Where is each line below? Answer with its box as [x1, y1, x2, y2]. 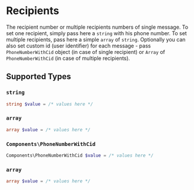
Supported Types [6, 72, 72, 82]
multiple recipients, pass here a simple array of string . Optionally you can [6, 36, 186, 43]
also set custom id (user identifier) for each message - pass [6, 42, 151, 49]
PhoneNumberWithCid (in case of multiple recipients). [6, 55, 131, 62]
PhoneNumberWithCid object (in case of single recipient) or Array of [6, 48, 166, 55]
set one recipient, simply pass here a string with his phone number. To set [6, 29, 187, 36]
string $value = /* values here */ [6, 101, 93, 107]
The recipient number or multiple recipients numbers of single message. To [6, 23, 189, 30]
